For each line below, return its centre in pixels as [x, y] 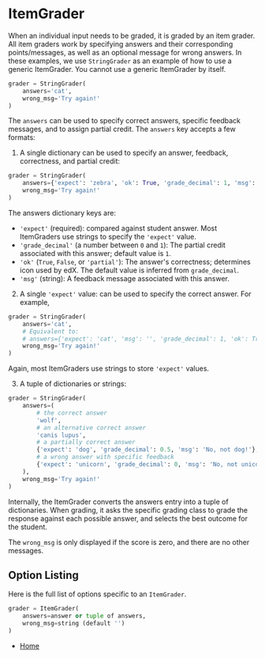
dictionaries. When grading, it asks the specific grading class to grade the [128, 509]
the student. [28, 527]
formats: [22, 137]
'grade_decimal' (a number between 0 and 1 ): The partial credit [123, 245]
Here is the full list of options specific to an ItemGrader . [97, 594]
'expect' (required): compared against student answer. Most [118, 228]
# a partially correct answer [86, 442]
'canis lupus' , [62, 435]
